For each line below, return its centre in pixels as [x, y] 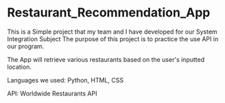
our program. [26, 46]
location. [20, 67]
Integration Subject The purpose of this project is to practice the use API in [113, 38]
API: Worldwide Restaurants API [52, 93]
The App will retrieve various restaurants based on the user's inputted [106, 59]
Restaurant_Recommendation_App [109, 13]
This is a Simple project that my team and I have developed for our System [112, 32]
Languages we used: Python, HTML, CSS [66, 80]
